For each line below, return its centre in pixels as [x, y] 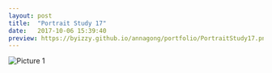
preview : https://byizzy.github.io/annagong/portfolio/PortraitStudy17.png [139, 38]
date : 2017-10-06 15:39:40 [57, 30]
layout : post [30, 16]
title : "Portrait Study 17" [57, 23]
